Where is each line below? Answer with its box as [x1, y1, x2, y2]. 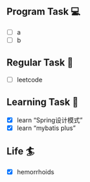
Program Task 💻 [6, 6, 81, 18]
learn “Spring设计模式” [16, 115, 83, 124]
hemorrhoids [16, 167, 54, 176]
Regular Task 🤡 [6, 57, 74, 69]
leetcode [16, 75, 43, 84]
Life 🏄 [6, 145, 35, 157]
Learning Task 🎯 [6, 96, 79, 108]
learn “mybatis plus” [16, 124, 76, 132]
